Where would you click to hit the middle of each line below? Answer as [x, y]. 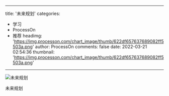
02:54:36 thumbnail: [33, 52]
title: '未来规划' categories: [33, 13]
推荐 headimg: [27, 36]
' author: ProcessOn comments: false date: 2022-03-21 [90, 46]
